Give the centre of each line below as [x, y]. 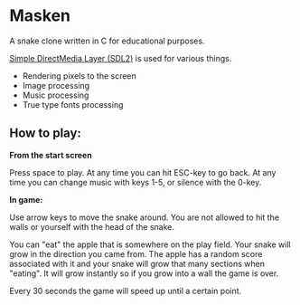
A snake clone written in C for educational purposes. [107, 41]
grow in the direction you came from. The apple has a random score [136, 253]
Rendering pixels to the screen [80, 76]
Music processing [56, 95]
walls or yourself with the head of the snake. [92, 226]
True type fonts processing [73, 104]
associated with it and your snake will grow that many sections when [137, 263]
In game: [26, 199]
